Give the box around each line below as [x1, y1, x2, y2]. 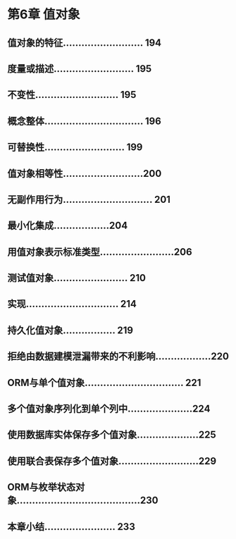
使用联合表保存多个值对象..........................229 [7, 455, 217, 467]
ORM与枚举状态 [7, 481, 76, 493]
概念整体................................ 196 [7, 115, 162, 127]
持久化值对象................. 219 [7, 324, 134, 336]
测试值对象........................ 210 [7, 272, 147, 284]
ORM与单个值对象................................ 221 [7, 376, 201, 388]
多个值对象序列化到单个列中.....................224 [7, 403, 211, 415]
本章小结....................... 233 [7, 521, 135, 533]
